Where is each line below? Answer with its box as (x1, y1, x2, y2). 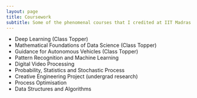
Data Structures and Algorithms (14, 86, 91, 93)
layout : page (6, 8, 38, 15)
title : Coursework (6, 14, 51, 20)
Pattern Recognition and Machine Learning (14, 54, 119, 62)
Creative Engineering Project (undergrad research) (14, 73, 139, 80)
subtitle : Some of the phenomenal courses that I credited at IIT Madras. (6, 19, 194, 25)
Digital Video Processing (14, 60, 75, 67)
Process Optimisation (14, 79, 67, 86)
